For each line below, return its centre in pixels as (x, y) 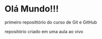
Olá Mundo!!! (32, 9)
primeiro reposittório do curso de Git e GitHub (51, 22)
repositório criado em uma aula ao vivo (44, 31)
